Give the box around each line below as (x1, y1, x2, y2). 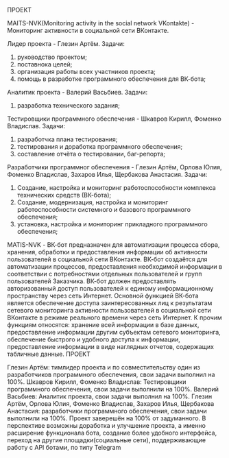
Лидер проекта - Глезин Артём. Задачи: (7, 40, 125, 47)
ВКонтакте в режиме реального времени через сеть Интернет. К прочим (7, 313, 223, 322)
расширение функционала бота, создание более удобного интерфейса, (7, 429, 217, 437)
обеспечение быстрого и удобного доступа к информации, (7, 335, 180, 343)
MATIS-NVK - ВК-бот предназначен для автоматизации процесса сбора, (7, 241, 220, 249)
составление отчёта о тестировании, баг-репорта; (16, 150, 166, 158)
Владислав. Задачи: (7, 122, 66, 130)
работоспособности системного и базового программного (16, 206, 191, 213)
